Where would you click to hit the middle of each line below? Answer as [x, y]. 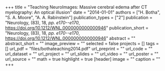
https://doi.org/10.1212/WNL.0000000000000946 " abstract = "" [70, 38]
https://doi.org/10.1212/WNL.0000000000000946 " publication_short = [77, 28]
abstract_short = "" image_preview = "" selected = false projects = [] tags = [82, 43]
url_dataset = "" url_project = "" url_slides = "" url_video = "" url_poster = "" [82, 54]
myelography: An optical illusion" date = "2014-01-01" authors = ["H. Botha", [83, 12]
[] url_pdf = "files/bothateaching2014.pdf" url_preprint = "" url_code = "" [79, 49]
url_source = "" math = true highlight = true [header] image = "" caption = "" [83, 59]
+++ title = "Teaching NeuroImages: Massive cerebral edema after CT [76, 7]
